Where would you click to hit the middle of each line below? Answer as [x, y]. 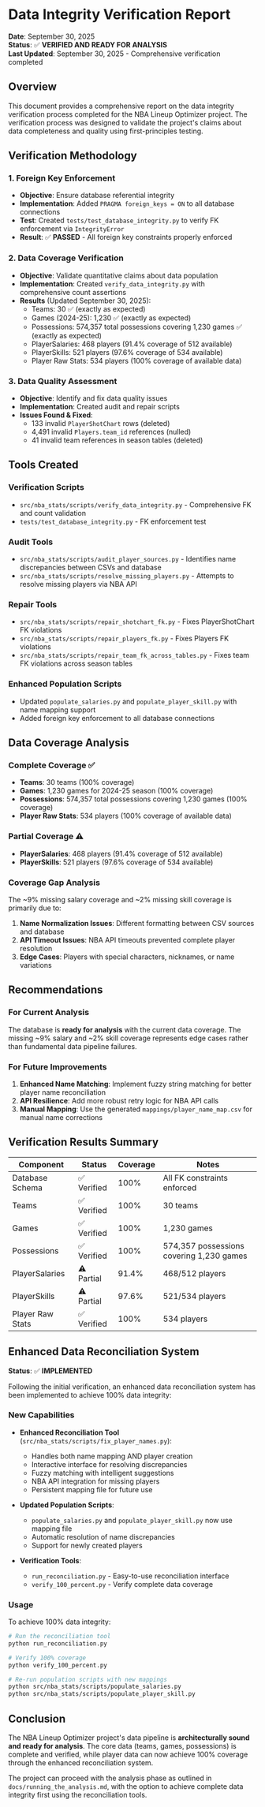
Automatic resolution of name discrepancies [103, 1536]
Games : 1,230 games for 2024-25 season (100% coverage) [116, 791]
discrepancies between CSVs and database [90, 567]
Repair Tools [33, 604]
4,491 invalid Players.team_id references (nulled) [111, 432]
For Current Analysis [49, 1013]
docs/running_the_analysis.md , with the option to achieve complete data [126, 1786]
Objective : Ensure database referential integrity [97, 196]
